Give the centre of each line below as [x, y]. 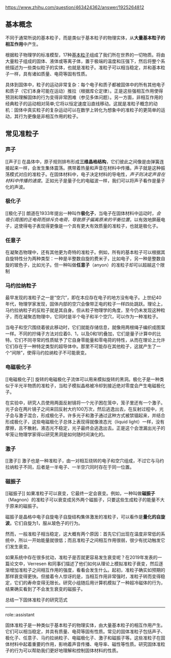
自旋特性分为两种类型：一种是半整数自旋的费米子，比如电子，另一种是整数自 [85, 259]
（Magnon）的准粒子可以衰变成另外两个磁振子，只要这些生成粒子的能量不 [83, 500]
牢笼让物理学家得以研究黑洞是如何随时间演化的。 [56, 434]
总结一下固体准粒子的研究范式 [36, 600]
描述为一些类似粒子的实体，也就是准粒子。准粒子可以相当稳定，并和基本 [85, 67]
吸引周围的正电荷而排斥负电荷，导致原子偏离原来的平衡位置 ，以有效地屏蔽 [83, 220]
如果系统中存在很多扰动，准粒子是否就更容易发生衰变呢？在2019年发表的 [81, 558]
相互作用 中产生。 [23, 44]
